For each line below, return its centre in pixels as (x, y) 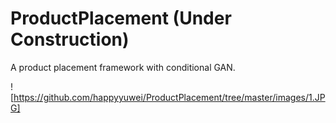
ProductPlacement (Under (121, 18)
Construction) (70, 39)
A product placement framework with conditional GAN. (123, 67)
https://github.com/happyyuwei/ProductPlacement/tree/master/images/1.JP (169, 97)
